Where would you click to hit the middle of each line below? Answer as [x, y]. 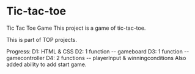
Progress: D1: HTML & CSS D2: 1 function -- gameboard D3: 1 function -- [98, 51]
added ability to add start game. [46, 64]
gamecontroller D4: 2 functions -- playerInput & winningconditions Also [96, 58]
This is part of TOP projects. [42, 39]
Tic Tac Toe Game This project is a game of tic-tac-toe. [76, 28]
